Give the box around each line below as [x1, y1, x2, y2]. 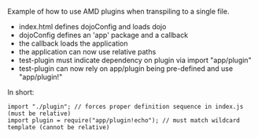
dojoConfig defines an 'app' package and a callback [18, 31, 189, 39]
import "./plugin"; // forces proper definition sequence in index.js [7, 103, 244, 110]
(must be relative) [7, 110, 72, 117]
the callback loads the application [18, 39, 128, 48]
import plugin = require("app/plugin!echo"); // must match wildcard [7, 117, 241, 125]
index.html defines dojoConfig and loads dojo [18, 22, 167, 31]
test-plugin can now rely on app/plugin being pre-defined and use [18, 64, 234, 73]
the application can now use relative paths [18, 47, 157, 56]
